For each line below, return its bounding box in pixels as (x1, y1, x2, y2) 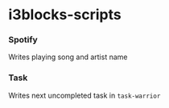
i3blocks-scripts (8, 6, 122, 24)
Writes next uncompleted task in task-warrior (8, 90, 161, 100)
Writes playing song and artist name (8, 52, 128, 62)
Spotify (8, 34, 38, 46)
